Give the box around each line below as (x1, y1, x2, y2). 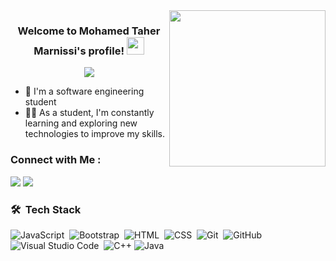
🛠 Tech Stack (10, 202, 82, 216)
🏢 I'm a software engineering (24, 85, 145, 98)
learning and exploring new (24, 117, 138, 129)
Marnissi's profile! (33, 44, 125, 58)
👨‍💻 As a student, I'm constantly (24, 107, 155, 119)
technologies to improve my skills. (24, 128, 165, 140)
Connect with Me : (10, 153, 102, 167)
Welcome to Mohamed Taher (17, 24, 161, 38)
